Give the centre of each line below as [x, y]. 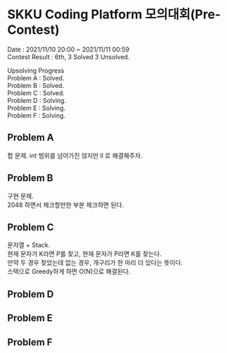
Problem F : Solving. [36, 115]
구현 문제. [20, 196]
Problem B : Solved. [36, 85]
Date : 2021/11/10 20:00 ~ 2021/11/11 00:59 [69, 49]
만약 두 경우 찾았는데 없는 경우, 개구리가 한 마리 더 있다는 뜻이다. [95, 263]
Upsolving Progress [36, 70]
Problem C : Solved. [36, 93]
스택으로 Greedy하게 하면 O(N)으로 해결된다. [69, 271]
